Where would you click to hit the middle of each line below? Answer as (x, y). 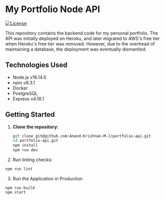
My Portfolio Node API (53, 9)
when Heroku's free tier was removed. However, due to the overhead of (80, 43)
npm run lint (19, 169)
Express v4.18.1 (28, 98)
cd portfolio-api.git (35, 141)
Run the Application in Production (47, 178)
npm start (16, 192)
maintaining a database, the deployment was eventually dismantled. (76, 49)
